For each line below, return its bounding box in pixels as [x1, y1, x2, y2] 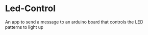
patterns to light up [5, 24, 44, 30]
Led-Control [5, 3, 56, 14]
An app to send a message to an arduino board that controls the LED [5, 19, 144, 25]
